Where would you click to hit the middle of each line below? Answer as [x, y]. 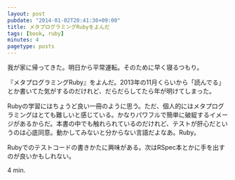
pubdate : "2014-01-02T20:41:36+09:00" [64, 20]
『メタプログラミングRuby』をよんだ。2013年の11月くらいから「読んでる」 [116, 82]
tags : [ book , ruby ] [36, 33]
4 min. [16, 170]
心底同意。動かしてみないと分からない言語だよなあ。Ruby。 [113, 132]
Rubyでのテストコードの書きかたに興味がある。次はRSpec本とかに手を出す [116, 147]
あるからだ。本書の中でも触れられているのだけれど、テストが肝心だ [117, 123]
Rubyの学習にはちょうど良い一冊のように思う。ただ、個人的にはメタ [107, 106]
